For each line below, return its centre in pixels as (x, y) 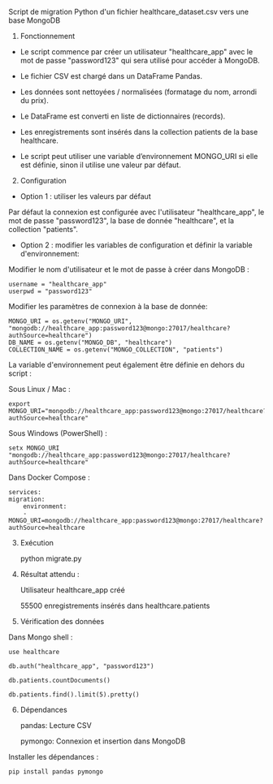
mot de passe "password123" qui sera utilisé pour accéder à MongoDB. (140, 60)
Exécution (37, 543)
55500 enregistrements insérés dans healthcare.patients (115, 605)
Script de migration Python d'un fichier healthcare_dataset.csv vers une (129, 12)
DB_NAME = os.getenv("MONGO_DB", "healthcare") (91, 342)
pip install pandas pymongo (56, 772)
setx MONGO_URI (34, 448)
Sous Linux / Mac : (39, 389)
